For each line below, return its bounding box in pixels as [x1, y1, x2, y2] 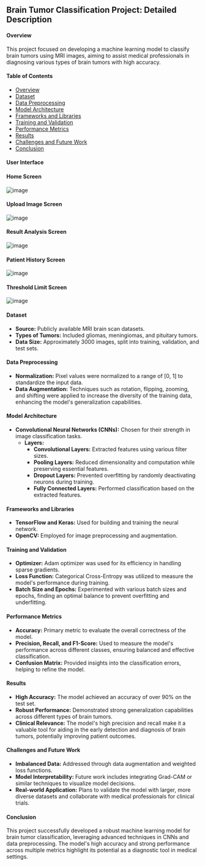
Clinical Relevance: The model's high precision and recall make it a [15, 719, 186, 727]
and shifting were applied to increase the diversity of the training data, [15, 392, 193, 399]
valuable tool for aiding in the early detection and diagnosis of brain [15, 725, 186, 733]
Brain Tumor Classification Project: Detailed [6, 5, 177, 15]
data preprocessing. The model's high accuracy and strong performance [6, 840, 190, 848]
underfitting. [15, 598, 47, 606]
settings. [6, 853, 29, 860]
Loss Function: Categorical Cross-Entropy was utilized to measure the [15, 573, 193, 580]
